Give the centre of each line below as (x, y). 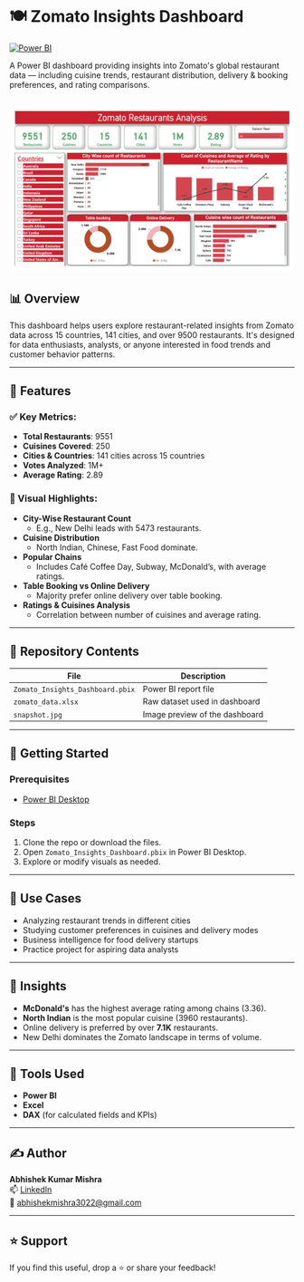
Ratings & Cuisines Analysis (76, 605)
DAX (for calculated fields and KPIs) (90, 1115)
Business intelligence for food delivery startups (110, 940)
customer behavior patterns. (62, 354)
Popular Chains (52, 556)
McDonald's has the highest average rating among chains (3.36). (144, 1008)
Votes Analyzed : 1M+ (63, 466)
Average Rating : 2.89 (63, 475)
